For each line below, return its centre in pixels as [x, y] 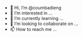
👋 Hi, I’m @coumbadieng [36, 8]
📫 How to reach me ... [33, 29]
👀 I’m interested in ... [31, 13]
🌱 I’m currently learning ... [37, 18]
